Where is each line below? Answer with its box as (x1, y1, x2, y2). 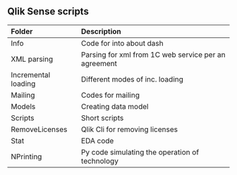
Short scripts (80, 112, 124, 122)
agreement (80, 58, 118, 68)
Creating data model (80, 101, 149, 111)
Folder (11, 26, 33, 36)
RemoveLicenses (11, 124, 68, 134)
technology (80, 156, 119, 166)
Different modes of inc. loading (80, 74, 183, 84)
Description (80, 26, 121, 36)
